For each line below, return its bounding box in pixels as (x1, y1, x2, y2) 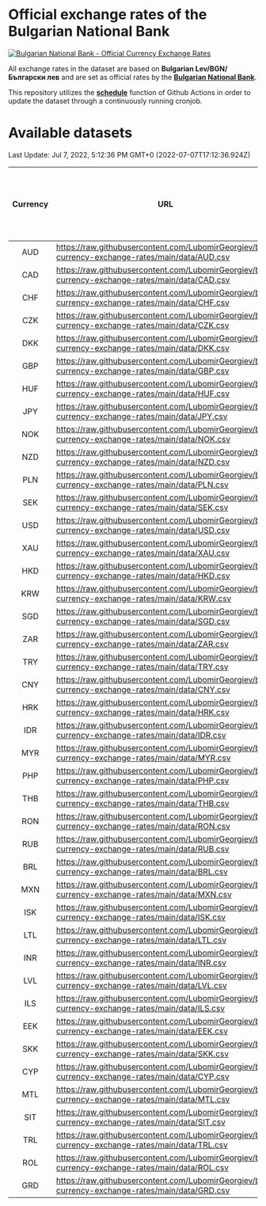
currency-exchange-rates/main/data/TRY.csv (55, 661, 229, 672)
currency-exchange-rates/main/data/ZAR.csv (55, 638, 230, 649)
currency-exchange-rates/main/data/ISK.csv (55, 911, 226, 923)
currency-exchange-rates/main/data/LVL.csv (55, 980, 227, 991)
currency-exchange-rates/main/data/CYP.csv (55, 1071, 230, 1082)
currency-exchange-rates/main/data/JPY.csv (55, 410, 228, 421)
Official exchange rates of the (8, 6, 207, 24)
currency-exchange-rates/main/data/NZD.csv (55, 456, 230, 467)
